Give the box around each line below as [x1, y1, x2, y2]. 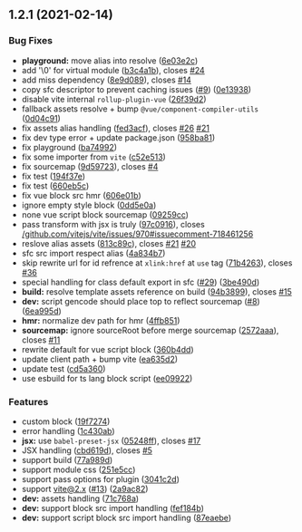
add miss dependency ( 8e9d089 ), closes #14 [21, 74, 192, 85]
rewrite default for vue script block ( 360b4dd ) [21, 343, 194, 354]
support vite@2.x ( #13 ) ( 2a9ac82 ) [21, 483, 149, 494]
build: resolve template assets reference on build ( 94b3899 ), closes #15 [21, 285, 292, 297]
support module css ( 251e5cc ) [21, 464, 136, 475]
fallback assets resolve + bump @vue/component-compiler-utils [21, 103, 259, 114]
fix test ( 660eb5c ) [21, 180, 90, 191]
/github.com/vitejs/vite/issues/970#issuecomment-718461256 [21, 228, 254, 239]
